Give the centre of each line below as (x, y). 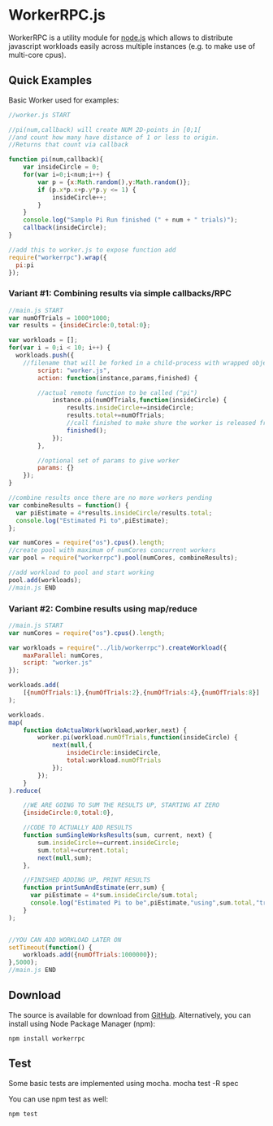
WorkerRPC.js (57, 15)
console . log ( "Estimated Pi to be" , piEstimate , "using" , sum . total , (143, 903)
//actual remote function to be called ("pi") (118, 392)
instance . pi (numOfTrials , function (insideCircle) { (139, 401)
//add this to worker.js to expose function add (92, 250)
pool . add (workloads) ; (45, 580)
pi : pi (25, 265)
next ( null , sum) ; (65, 858)
